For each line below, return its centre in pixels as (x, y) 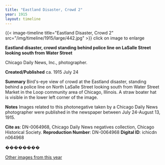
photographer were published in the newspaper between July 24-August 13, (83, 112)
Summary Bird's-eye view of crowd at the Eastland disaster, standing (76, 82)
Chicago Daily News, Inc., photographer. (46, 63)
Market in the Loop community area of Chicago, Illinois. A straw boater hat (81, 92)
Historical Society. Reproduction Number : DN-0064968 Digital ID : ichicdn (81, 132)
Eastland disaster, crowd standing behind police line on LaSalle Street (78, 48)
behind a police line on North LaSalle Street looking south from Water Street (82, 87)
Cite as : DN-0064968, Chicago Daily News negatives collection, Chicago (80, 127)
